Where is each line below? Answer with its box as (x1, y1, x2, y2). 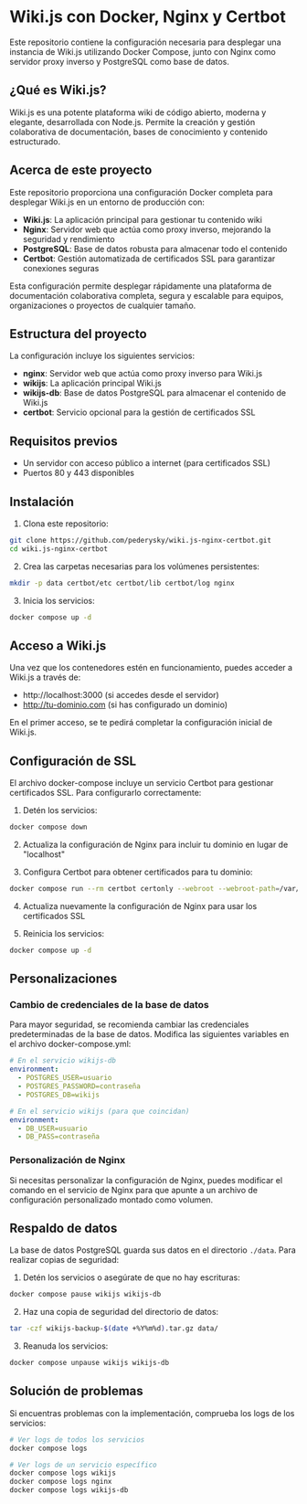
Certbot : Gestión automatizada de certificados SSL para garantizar (22, 253, 276, 264)
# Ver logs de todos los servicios (9, 1435, 145, 1445)
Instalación (9, 493, 75, 509)
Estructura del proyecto (9, 326, 148, 342)
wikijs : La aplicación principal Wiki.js (22, 377, 162, 389)
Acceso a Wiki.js (9, 638, 107, 653)
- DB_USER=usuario (17, 1124, 89, 1133)
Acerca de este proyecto (9, 163, 153, 178)
